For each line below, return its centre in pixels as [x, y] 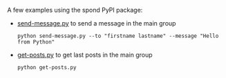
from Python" [36, 42]
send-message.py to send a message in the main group [96, 23]
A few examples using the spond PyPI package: [75, 10]
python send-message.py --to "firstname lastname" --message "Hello [118, 36]
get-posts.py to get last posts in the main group [85, 55]
